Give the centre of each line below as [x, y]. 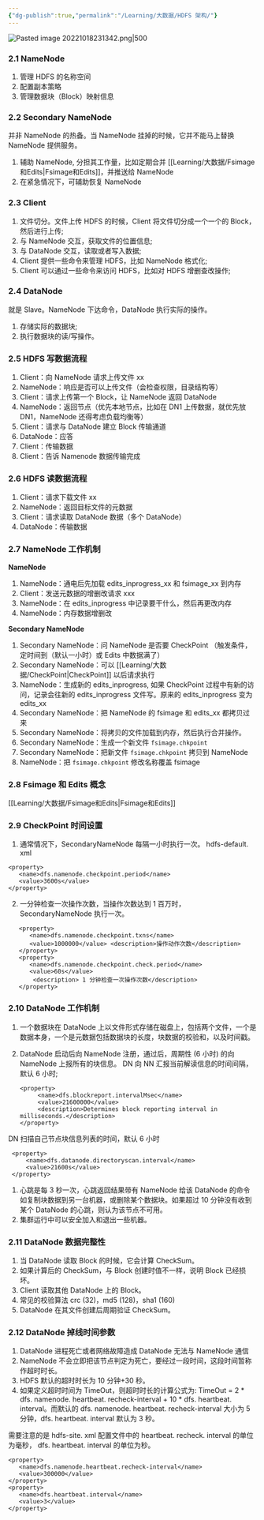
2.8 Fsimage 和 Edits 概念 [57, 784]
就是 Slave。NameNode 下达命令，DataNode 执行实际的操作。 [110, 310]
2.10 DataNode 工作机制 [54, 1008]
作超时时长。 [40, 1371]
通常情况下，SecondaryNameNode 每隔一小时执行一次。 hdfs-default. [134, 844]
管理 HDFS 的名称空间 [55, 77]
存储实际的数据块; [48, 326]
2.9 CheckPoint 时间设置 [56, 825]
